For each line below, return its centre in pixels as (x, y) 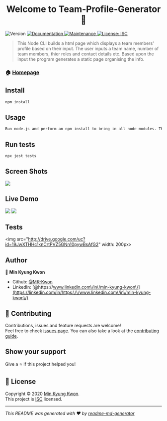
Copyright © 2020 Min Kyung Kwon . (42, 394)
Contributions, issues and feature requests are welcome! (63, 325)
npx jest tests (21, 156)
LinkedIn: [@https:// (33, 287)
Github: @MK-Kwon (33, 282)
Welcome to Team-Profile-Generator (83, 9)
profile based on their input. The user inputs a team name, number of (88, 48)
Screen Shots (27, 171)
